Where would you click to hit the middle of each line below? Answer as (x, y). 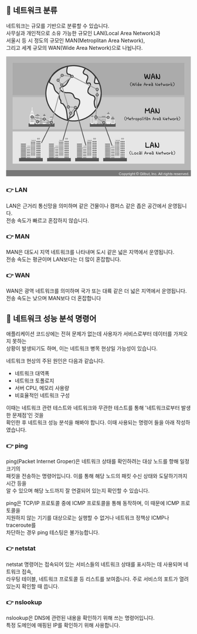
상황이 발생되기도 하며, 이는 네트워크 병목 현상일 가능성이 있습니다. (82, 348)
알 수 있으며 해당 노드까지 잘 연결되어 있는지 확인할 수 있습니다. (78, 491)
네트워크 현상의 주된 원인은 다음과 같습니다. (55, 361)
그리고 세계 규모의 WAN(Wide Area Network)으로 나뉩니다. (74, 48)
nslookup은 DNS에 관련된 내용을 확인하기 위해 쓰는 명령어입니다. (80, 618)
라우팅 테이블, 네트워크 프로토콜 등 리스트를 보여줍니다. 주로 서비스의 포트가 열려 (98, 579)
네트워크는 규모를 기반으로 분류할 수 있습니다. (58, 26)
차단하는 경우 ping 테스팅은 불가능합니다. (53, 533)
